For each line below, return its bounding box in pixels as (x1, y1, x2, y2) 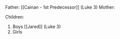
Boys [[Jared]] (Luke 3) (12, 23, 61, 29)
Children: (5, 14, 24, 19)
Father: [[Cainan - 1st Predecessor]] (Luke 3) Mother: (5, 4, 115, 10)
